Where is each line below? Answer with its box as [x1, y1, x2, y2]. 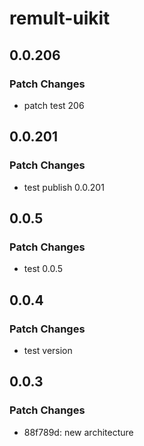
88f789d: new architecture [23, 426, 134, 438]
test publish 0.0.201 [23, 181, 105, 193]
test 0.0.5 [23, 263, 64, 275]
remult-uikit [9, 7, 111, 30]
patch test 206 [23, 99, 85, 111]
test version [23, 344, 73, 356]
